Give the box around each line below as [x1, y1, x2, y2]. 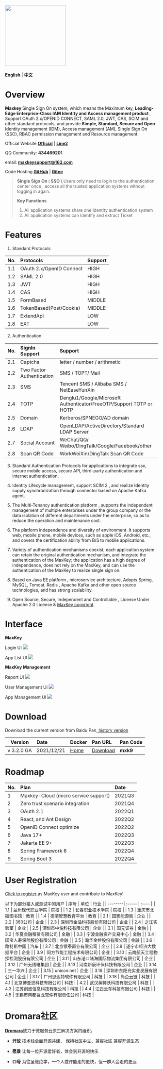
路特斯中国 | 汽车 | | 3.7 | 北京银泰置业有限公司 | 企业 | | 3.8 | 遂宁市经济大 [5, 943, 152, 949]
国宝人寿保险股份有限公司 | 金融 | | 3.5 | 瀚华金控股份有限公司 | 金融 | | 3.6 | [5, 937, 155, 943]
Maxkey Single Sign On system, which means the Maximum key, [5, 105, 134, 111]
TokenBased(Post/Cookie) [20, 304, 81, 311]
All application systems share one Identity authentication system [24, 207, 153, 213]
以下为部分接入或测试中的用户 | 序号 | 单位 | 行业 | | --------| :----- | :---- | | [5, 901, 155, 906]
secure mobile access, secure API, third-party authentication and [12, 468, 143, 473]
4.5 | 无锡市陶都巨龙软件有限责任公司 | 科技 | [5, 992, 94, 998]
